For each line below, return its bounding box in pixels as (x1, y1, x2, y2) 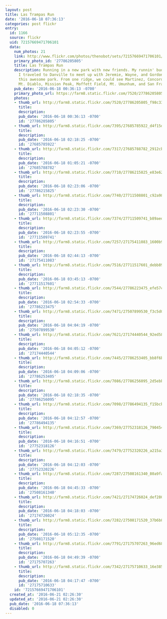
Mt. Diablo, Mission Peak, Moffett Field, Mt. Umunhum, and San (18, 81, 155, 86)
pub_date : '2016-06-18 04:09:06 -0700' (18, 369, 101, 374)
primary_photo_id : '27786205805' (14, 58, 83, 63)
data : (9, 44, 21, 49)
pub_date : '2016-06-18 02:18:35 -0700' (18, 392, 101, 397)
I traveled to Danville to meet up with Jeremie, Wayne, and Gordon (18, 72, 164, 77)
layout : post (5, 7, 32, 12)
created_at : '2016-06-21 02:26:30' (9, 592, 83, 597)
